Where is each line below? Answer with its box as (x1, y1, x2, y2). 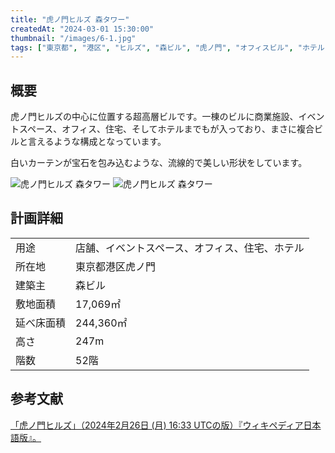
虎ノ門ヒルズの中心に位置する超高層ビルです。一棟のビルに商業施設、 (10, 111, 299, 123)
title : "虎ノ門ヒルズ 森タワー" (10, 14, 130, 25)
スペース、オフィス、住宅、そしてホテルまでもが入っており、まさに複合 (18, 123, 315, 135)
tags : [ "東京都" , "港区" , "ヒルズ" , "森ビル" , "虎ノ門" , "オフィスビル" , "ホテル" (10, 42, 330, 53)
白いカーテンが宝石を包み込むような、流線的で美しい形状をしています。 (10, 157, 308, 169)
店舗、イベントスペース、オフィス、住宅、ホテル (75, 241, 305, 255)
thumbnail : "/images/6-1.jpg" (10, 33, 137, 43)
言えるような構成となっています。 (27, 136, 167, 148)
